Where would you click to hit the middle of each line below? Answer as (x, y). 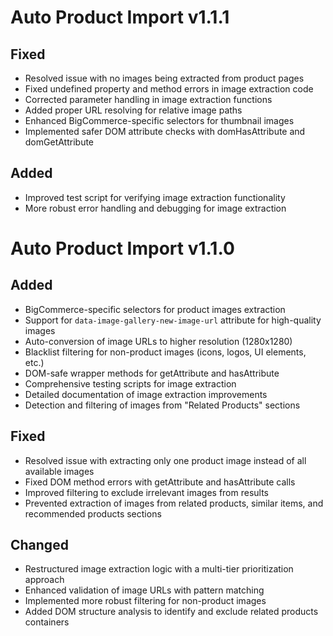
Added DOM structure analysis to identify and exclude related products (171, 612)
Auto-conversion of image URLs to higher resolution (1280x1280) (158, 341)
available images (59, 471)
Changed (39, 545)
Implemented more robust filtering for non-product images (145, 601)
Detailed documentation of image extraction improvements (146, 394)
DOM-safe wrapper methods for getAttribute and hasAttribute (152, 373)
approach (44, 580)
